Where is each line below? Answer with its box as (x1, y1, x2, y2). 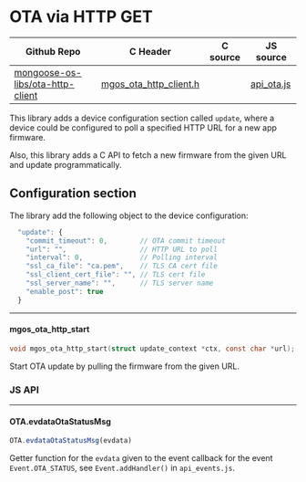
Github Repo (25, 45, 81, 58)
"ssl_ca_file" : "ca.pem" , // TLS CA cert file (25, 262, 219, 271)
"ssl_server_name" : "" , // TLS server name (25, 278, 214, 288)
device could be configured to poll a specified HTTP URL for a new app (9, 121, 278, 133)
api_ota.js (250, 78, 291, 90)
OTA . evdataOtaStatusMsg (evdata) (9, 436, 132, 445)
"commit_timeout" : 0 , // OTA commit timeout (25, 236, 226, 246)
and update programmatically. (9, 159, 122, 170)
